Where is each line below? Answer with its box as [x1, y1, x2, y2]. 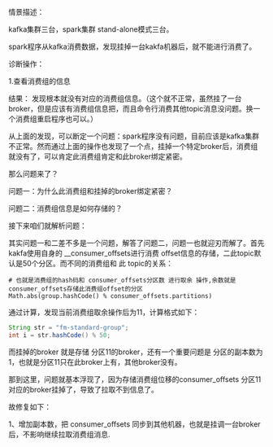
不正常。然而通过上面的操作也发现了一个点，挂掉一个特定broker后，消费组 [8, 142, 258, 151]
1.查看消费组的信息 [8, 77, 71, 85]
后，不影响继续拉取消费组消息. [8, 429, 111, 439]
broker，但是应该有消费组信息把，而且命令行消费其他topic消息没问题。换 [8, 104, 253, 113]
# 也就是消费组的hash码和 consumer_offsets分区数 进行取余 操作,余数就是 [8, 276, 236, 284]
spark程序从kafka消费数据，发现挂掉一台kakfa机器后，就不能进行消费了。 [8, 42, 257, 51]
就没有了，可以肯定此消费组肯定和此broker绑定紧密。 [8, 151, 187, 161]
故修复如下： [8, 401, 51, 411]
